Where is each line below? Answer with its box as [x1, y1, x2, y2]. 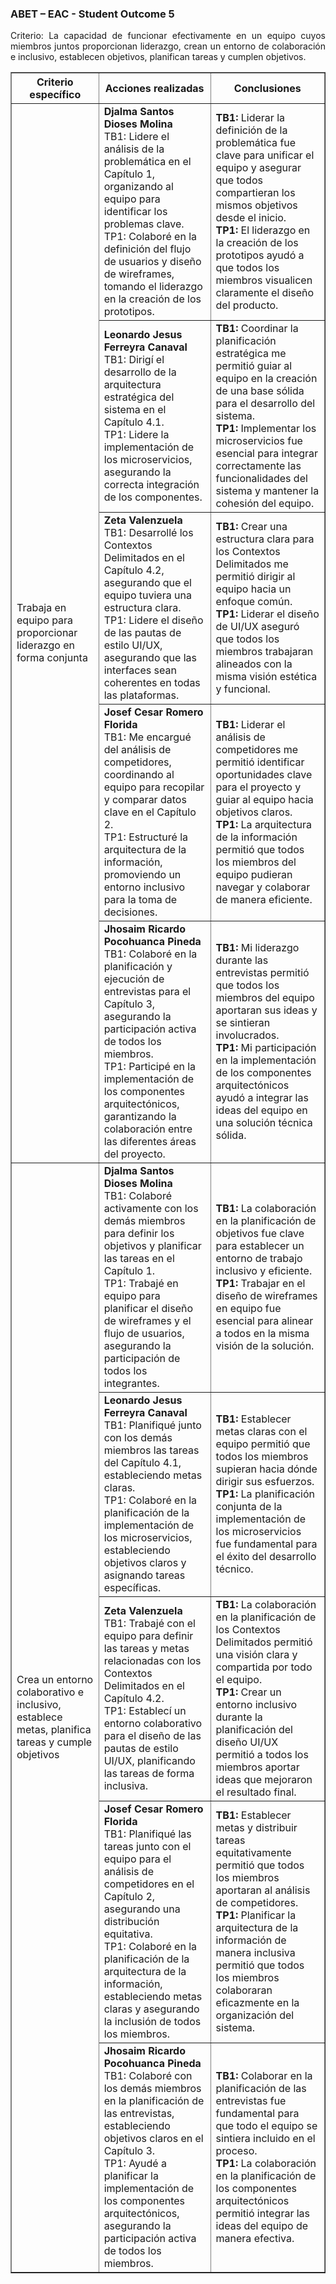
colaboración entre [103, 1122, 193, 1136]
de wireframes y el [103, 1314, 192, 1328]
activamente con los [103, 1202, 199, 1216]
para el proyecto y [215, 780, 302, 794]
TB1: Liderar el [215, 718, 286, 732]
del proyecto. [103, 1147, 166, 1161]
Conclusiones [233, 82, 302, 96]
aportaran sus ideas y [215, 1003, 318, 1017]
